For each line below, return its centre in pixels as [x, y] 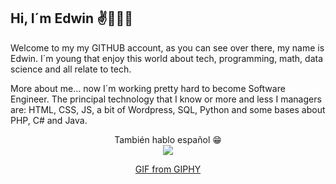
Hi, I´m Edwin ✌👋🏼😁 [72, 18]
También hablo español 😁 [168, 139]
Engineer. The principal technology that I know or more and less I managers [166, 99]
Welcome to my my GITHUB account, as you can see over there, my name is [167, 47]
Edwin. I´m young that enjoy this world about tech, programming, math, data [167, 58]
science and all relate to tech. [71, 69]
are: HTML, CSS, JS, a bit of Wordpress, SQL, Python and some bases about [168, 109]
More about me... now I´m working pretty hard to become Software [148, 88]
